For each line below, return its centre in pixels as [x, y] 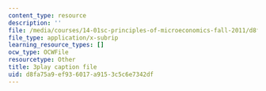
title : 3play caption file [53, 67]
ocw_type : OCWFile [38, 52]
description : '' [35, 23]
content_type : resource [47, 15]
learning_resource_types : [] [56, 45]
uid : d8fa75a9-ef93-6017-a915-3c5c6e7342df [81, 74]
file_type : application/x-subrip [63, 38]
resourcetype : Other [42, 60]
